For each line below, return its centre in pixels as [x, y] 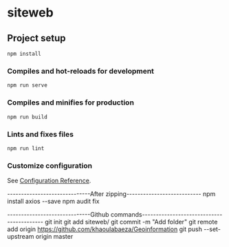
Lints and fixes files [41, 134]
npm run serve [28, 85]
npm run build [28, 117]
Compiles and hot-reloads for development [81, 71]
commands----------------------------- [166, 215]
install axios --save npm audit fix [53, 202]
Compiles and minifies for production [70, 103]
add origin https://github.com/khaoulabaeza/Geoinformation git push [105, 229]
